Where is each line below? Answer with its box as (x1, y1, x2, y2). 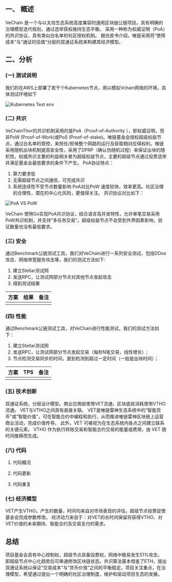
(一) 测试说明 (5, 72, 37, 79)
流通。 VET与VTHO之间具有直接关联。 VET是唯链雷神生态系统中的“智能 (5, 407, 157, 413)
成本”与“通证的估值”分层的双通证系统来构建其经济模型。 (5, 38, 124, 45)
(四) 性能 (5, 313, 27, 320)
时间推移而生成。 (5, 433, 41, 439)
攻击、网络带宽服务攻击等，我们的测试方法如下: (5, 257, 106, 263)
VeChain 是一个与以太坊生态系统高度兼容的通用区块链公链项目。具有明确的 (5, 20, 164, 26)
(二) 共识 (5, 115, 27, 122)
